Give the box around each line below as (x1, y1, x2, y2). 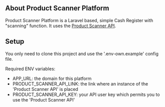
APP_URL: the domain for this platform (12, 75, 92, 81)
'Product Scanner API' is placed (12, 86, 79, 92)
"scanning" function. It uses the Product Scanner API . (5, 23, 116, 29)
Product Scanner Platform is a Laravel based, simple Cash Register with (5, 17, 153, 23)
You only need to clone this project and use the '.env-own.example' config (5, 50, 159, 57)
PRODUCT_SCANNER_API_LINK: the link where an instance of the (12, 80, 148, 87)
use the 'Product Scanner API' (12, 96, 75, 102)
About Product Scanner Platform (5, 4, 109, 13)
